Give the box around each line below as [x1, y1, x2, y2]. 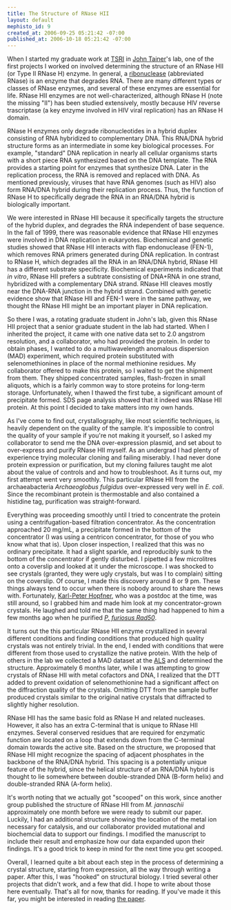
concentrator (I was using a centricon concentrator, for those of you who [7, 533, 214, 541]
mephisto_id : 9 [7, 23, 51, 30]
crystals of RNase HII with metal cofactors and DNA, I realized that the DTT [7, 671, 221, 679]
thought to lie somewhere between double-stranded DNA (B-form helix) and [7, 772, 224, 781]
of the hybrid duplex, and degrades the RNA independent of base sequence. [7, 221, 225, 229]
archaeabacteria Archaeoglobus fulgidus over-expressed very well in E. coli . [7, 483, 224, 491]
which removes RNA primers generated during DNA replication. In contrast [7, 250, 219, 259]
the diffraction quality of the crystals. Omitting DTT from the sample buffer [7, 685, 219, 694]
